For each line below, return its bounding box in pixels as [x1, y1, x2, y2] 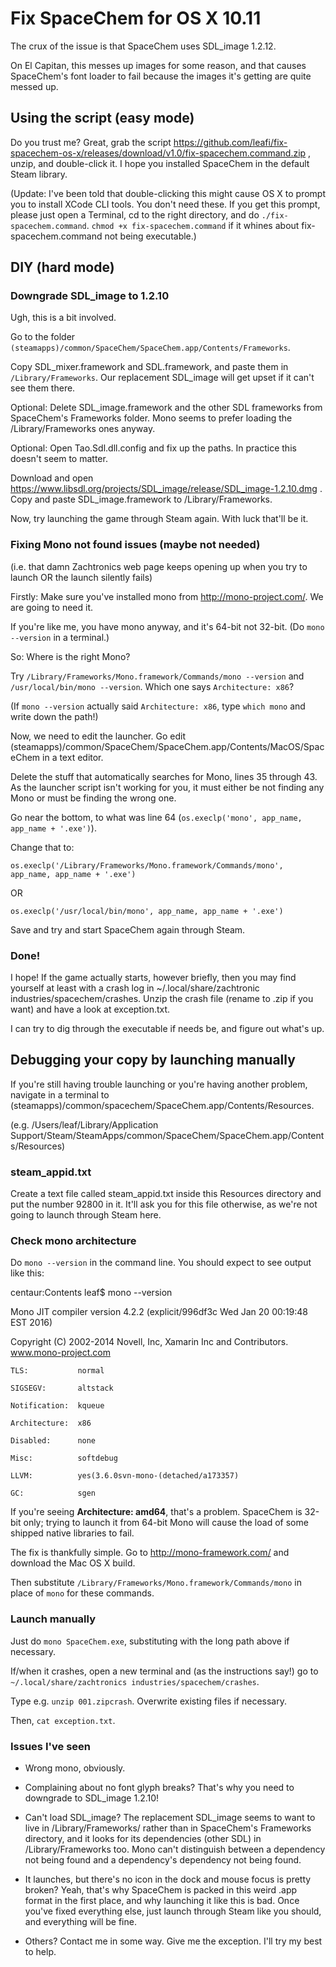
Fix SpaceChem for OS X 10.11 [10, 7, 262, 30]
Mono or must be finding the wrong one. [10, 792, 177, 804]
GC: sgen [10, 1488, 97, 1499]
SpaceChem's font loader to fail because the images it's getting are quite [10, 70, 312, 82]
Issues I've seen [10, 1739, 91, 1753]
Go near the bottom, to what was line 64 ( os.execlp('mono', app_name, [10, 811, 303, 823]
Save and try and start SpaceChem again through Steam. [10, 923, 246, 936]
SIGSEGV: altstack [10, 1383, 114, 1394]
